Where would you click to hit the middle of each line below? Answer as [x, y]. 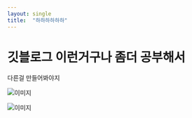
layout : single [29, 14]
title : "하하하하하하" [37, 20]
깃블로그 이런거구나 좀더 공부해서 [96, 57]
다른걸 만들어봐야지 [34, 78]
